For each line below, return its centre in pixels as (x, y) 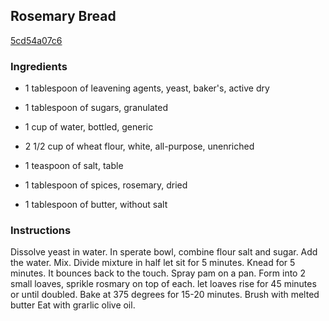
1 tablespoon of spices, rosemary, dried (106, 185)
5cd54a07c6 (36, 40)
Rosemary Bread (63, 16)
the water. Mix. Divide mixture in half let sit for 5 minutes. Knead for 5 (153, 263)
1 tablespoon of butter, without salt (96, 205)
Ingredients (39, 66)
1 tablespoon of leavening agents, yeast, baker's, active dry (147, 88)
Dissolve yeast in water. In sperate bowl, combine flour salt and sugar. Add (164, 252)
